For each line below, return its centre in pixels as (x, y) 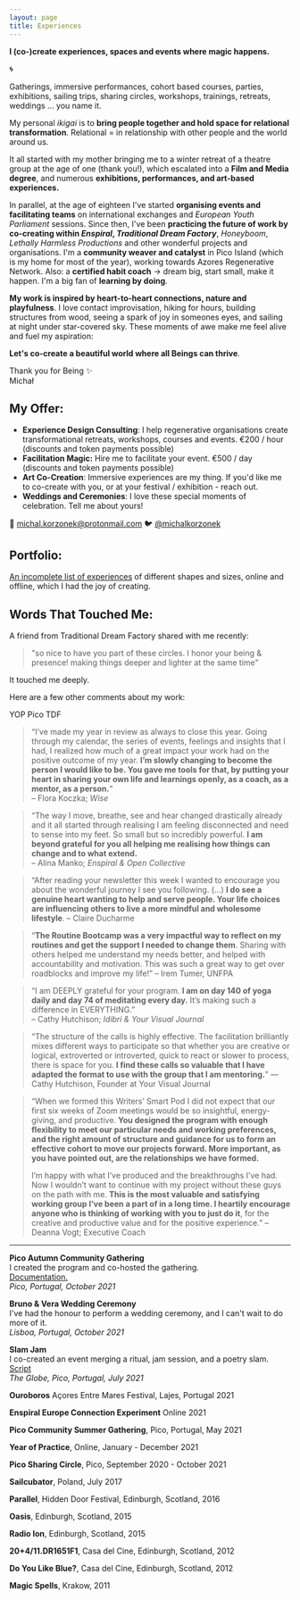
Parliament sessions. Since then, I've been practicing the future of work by (149, 223)
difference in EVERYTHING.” (83, 1009)
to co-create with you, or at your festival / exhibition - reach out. (140, 487)
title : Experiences (46, 26)
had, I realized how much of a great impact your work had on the (150, 750)
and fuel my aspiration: (51, 336)
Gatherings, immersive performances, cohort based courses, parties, (137, 87)
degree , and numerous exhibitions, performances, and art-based (132, 178)
